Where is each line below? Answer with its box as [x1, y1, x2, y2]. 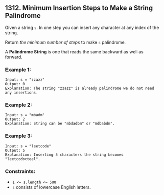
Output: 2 [5, 117, 25, 122]
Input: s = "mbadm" [5, 113, 45, 118]
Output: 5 [5, 148, 25, 153]
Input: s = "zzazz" [5, 77, 45, 82]
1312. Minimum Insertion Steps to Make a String [5, 4, 153, 12]
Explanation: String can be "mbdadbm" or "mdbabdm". [5, 121, 115, 126]
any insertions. [5, 90, 38, 95]
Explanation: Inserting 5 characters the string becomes [5, 152, 124, 157]
